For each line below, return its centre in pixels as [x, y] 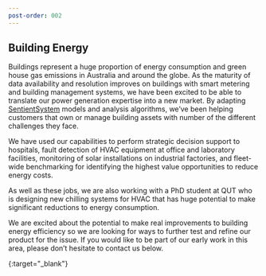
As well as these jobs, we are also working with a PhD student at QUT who [130, 191]
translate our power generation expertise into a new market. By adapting [127, 101]
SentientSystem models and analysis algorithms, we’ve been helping [121, 109]
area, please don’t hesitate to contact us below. [86, 248]
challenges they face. [43, 126]
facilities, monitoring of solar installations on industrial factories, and [120, 158]
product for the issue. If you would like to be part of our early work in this [128, 240]
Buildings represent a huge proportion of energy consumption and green [127, 67]
